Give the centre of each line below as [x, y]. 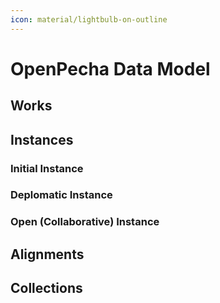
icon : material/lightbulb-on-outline [89, 19]
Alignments [47, 254]
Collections [46, 288]
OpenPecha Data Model [110, 68]
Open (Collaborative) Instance [85, 222]
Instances [42, 139]
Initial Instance [47, 168]
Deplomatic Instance [61, 195]
